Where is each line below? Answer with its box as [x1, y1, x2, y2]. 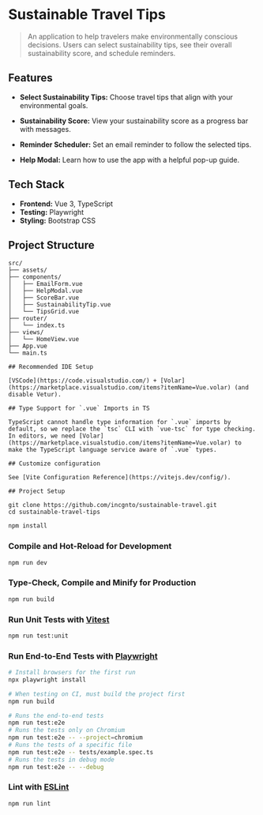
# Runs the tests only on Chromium [8, 727, 126, 734]
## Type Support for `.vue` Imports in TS [8, 404, 150, 412]
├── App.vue [8, 342, 47, 351]
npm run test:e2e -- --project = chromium [8, 734, 144, 742]
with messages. [19, 124, 71, 133]
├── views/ [8, 329, 44, 336]
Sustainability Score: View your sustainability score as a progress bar [19, 116, 249, 126]
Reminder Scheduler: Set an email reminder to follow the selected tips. [19, 140, 252, 149]
